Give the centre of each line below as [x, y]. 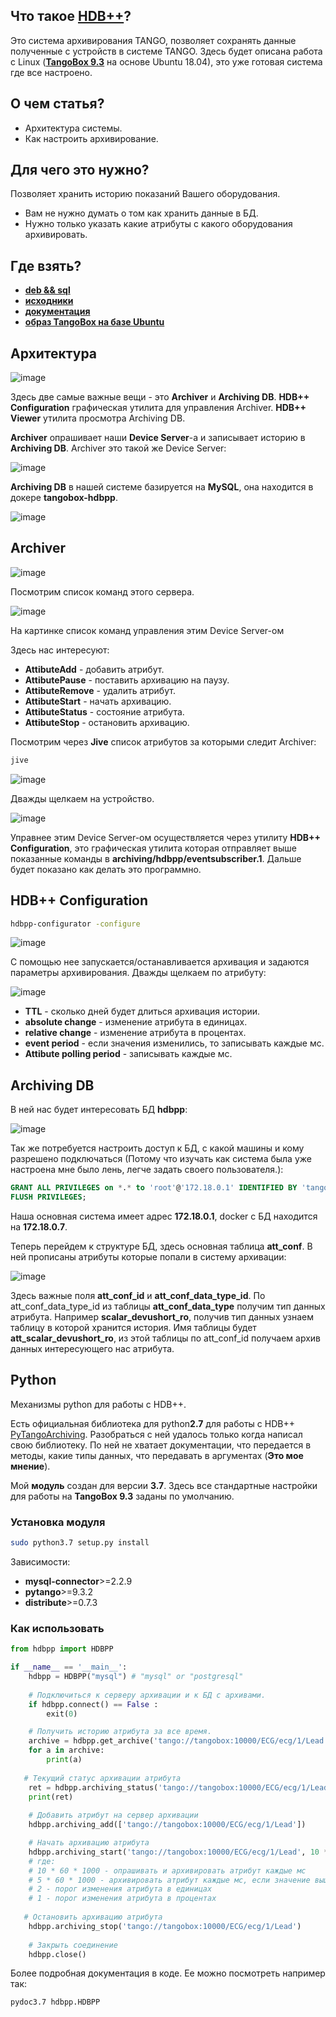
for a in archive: [66, 1750]
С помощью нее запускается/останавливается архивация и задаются [160, 962]
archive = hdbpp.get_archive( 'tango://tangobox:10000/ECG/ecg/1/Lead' [178, 1741]
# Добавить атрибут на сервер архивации [113, 1815]
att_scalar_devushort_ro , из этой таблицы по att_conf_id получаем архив [166, 1338]
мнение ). [30, 1466]
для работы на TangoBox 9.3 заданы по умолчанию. [122, 1496]
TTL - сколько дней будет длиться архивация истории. [142, 1011]
